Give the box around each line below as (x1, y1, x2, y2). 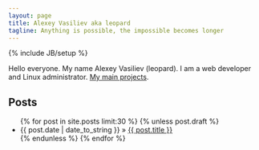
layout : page (8, 11, 52, 20)
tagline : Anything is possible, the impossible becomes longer (8, 26, 225, 34)
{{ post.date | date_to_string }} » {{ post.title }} (19, 125, 173, 135)
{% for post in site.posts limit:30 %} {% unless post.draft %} (19, 116, 220, 126)
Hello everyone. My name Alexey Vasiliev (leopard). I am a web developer (8, 64, 251, 73)
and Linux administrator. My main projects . (8, 73, 149, 82)
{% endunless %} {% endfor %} (19, 133, 126, 144)
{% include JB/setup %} (8, 49, 88, 58)
